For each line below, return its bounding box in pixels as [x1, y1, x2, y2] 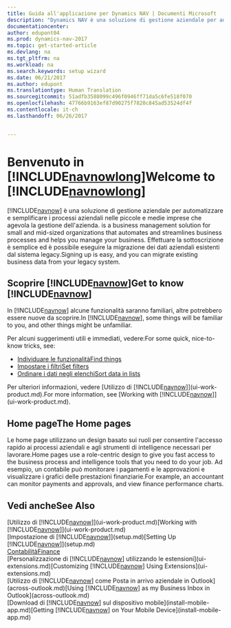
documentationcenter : [7, 23, 69, 30]
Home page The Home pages [7, 417, 131, 429]
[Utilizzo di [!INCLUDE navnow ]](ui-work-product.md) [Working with [7, 518, 197, 526]
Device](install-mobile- [155, 606, 221, 614]
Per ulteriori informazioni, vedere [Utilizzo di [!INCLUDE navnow [7, 383, 186, 391]
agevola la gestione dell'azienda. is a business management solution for [7, 221, 211, 229]
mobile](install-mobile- [144, 598, 210, 607]
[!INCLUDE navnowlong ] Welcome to [7, 169, 215, 185]
